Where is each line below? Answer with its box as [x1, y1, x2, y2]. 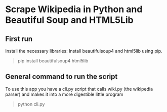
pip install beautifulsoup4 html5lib [17, 58, 89, 64]
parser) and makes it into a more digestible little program [5, 91, 123, 97]
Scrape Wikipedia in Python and [5, 4, 143, 15]
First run [5, 34, 33, 43]
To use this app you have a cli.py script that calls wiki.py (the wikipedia [5, 86, 153, 92]
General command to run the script [5, 72, 118, 81]
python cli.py [17, 101, 45, 107]
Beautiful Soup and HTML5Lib [5, 14, 134, 26]
